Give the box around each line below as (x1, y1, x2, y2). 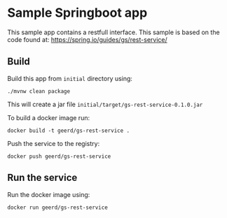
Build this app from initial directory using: (7, 74, 133, 82)
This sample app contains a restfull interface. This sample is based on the (7, 28, 220, 36)
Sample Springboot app (7, 5, 148, 21)
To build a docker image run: (7, 113, 90, 122)
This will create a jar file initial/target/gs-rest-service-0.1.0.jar (7, 100, 203, 108)
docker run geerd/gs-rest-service (7, 204, 109, 211)
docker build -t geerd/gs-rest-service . (7, 127, 130, 134)
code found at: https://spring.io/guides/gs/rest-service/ (7, 35, 167, 43)
